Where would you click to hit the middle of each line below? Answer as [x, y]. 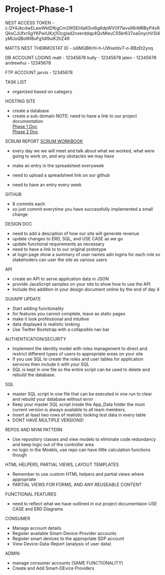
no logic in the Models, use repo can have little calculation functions [81, 450]
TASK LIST [16, 82]
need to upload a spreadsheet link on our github [61, 175]
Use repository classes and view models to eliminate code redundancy [84, 439]
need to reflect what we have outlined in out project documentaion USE [85, 503]
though [19, 455]
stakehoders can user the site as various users [60, 260]
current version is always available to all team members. [69, 409]
